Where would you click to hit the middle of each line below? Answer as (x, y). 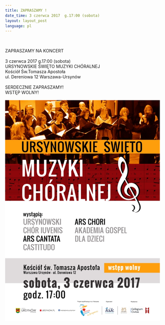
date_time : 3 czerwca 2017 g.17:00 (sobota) (52, 15)
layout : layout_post (26, 21)
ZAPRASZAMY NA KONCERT (34, 51)
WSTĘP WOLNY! (22, 93)
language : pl (18, 26)
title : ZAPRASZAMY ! (26, 10)
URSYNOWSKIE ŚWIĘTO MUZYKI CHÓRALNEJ (53, 67)
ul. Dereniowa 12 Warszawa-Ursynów (43, 77)
